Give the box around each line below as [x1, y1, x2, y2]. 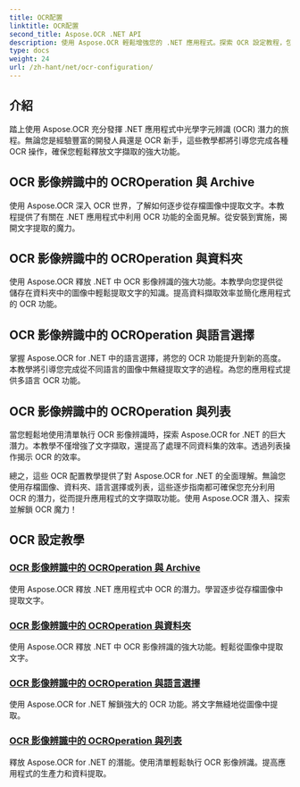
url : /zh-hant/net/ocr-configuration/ [9, 63, 154, 72]
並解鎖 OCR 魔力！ [9, 504, 78, 515]
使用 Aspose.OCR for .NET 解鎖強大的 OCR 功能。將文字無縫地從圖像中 [9, 699, 271, 710]
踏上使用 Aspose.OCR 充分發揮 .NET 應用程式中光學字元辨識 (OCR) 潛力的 [9, 123, 281, 134]
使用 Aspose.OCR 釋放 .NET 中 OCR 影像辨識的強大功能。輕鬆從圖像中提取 [9, 640, 284, 652]
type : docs [9, 46, 50, 55]
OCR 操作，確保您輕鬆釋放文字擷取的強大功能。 [9, 146, 185, 156]
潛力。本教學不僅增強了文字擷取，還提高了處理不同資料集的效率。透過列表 [9, 440, 283, 451]
